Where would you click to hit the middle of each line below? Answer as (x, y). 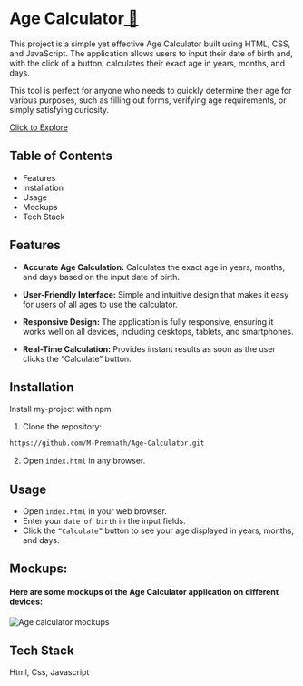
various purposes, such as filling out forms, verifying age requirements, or (148, 100)
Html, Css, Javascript (49, 672)
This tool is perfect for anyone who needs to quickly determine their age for (151, 90)
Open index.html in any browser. (84, 461)
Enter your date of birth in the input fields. (104, 521)
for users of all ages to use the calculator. (100, 304)
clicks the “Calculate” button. (77, 358)
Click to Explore (39, 127)
